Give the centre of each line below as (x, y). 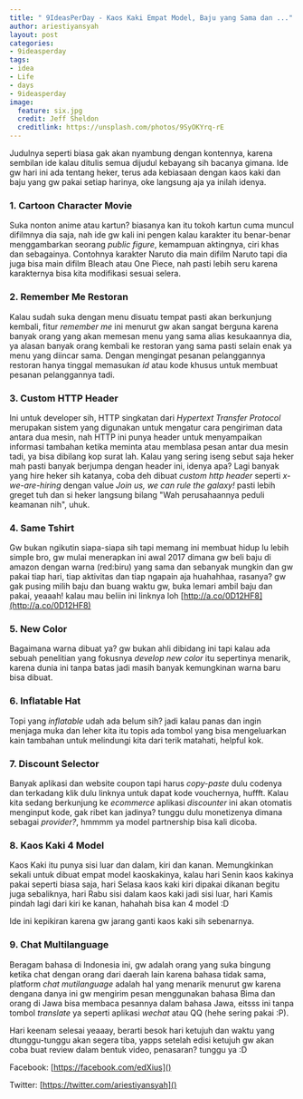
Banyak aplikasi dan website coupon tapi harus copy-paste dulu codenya (146, 783)
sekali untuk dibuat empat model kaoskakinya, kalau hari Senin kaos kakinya (151, 875)
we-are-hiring (35, 485)
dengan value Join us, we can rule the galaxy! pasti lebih (169, 485)
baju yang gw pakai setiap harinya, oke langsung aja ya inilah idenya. (138, 182)
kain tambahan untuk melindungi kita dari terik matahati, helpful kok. (137, 740)
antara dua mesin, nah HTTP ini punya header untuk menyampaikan (136, 437)
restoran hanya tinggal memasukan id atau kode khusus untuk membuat (144, 365)
